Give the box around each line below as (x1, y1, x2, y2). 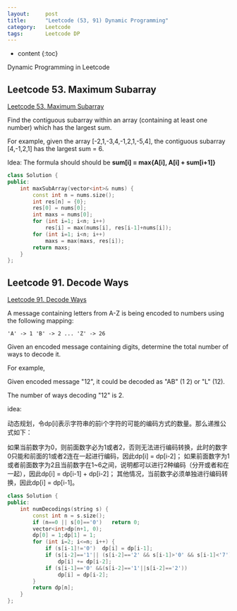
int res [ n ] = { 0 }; (32, 198, 87, 205)
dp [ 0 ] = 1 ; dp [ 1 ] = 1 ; (32, 532, 97, 539)
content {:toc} (17, 49, 59, 58)
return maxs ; (32, 244, 71, 251)
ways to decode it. (7, 350, 61, 358)
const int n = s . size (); (32, 512, 106, 519)
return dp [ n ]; (32, 584, 74, 591)
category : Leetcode (7, 23, 71, 30)
